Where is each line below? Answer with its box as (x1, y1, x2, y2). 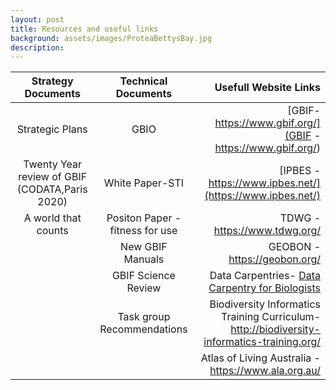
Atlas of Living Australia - (200, 351, 321, 365)
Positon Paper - (106, 211, 182, 225)
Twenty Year (23, 157, 83, 171)
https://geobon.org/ (228, 252, 321, 266)
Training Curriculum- (221, 310, 321, 324)
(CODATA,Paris (16, 182, 88, 196)
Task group (117, 310, 171, 324)
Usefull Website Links (214, 81, 321, 95)
